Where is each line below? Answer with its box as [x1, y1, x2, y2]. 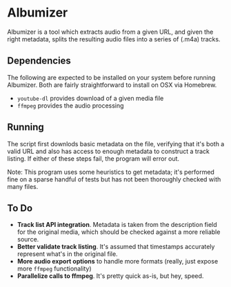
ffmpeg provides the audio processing [17, 101, 124, 110]
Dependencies [7, 55, 71, 67]
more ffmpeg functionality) [17, 264, 92, 273]
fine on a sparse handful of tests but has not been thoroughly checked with [7, 175, 221, 184]
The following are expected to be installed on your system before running [7, 73, 216, 81]
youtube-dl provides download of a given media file [17, 94, 164, 102]
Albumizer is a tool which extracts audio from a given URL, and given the [7, 28, 214, 36]
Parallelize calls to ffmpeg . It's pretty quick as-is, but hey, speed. [17, 272, 204, 280]
